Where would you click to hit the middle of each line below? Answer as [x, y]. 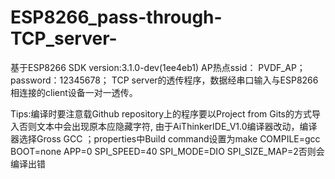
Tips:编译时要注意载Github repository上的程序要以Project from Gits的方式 [161, 113]
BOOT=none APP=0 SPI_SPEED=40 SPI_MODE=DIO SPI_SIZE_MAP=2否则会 [167, 151]
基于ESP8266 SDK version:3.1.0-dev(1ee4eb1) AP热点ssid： [133, 67]
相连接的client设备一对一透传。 [74, 92]
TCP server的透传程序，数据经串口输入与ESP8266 [215, 80]
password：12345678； [60, 80]
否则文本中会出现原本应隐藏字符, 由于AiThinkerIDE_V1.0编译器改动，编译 [168, 126]
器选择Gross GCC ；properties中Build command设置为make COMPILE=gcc [165, 138]
